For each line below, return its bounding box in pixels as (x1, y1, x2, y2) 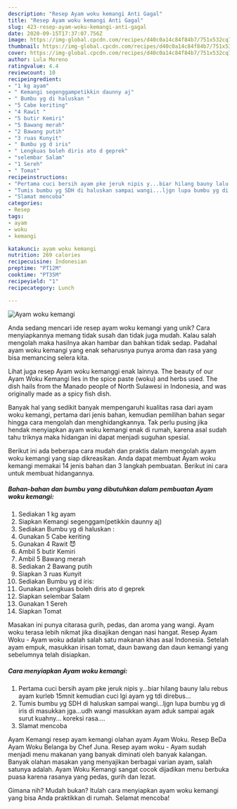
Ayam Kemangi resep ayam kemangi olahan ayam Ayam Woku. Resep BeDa (8, 735, 227, 744)
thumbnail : (8, 43, 40, 50)
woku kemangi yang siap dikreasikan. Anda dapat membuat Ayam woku (8, 454, 217, 462)
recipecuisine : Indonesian (8, 258, 87, 266)
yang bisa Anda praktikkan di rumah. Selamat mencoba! (8, 794, 170, 802)
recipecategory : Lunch (8, 284, 75, 292)
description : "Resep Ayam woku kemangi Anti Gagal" (8, 10, 162, 18)
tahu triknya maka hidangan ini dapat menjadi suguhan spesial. (8, 433, 191, 441)
